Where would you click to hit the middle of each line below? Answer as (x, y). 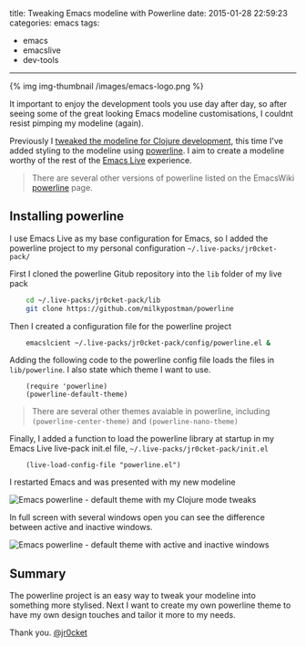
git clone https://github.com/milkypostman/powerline (130, 308)
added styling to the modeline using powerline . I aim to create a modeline (147, 151)
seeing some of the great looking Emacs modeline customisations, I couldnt (151, 114)
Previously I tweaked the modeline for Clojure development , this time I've (147, 141)
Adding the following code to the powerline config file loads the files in (142, 360)
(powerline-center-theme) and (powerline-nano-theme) (135, 421)
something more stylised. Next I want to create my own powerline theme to (150, 605)
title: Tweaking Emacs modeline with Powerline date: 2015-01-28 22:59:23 (149, 13)
